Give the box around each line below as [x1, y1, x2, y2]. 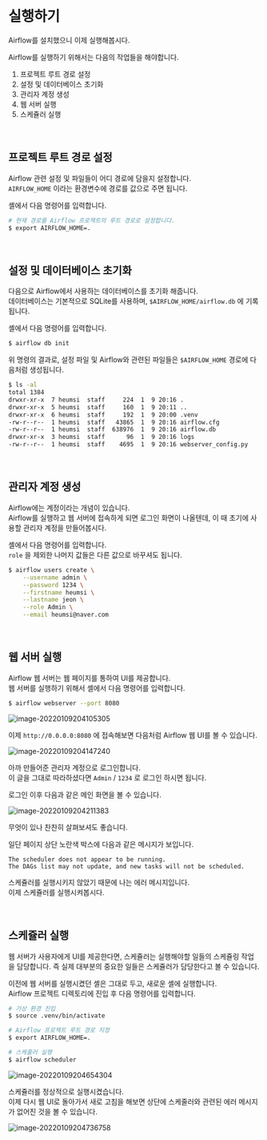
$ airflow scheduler [8, 1055, 78, 1064]
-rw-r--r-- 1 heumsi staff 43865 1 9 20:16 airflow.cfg [8, 418, 220, 426]
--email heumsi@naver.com [22, 610, 110, 619]
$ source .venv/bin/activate [8, 1012, 106, 1020]
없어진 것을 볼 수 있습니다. [16, 1106, 98, 1116]
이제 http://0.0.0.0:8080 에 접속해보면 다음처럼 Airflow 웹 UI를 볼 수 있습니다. [8, 730, 258, 739]
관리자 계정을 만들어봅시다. [22, 522, 107, 533]
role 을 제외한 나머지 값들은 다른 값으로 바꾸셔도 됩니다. [8, 550, 182, 559]
